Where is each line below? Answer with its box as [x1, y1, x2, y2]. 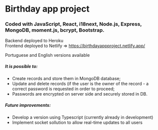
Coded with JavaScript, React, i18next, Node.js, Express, [5, 21, 142, 28]
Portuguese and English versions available [5, 52, 90, 58]
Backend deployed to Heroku [5, 38, 64, 44]
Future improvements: [5, 102, 51, 108]
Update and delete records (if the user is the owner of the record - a [12, 81, 149, 87]
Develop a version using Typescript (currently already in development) [12, 114, 154, 120]
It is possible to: [5, 64, 38, 69]
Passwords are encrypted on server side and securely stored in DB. [12, 91, 148, 97]
